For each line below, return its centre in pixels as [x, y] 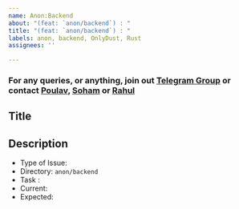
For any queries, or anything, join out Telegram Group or [119, 81]
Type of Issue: [44, 163]
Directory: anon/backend [59, 171]
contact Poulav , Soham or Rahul [72, 90]
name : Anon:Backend [41, 16]
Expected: [36, 197]
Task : [30, 180]
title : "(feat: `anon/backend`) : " [69, 30]
